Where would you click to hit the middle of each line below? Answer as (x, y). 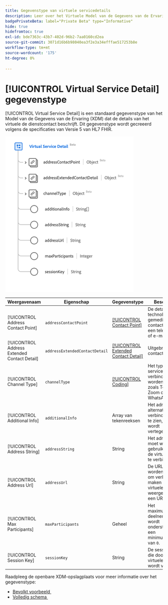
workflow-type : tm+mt (28, 48)
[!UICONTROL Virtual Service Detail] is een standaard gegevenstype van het (84, 113)
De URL (155, 467)
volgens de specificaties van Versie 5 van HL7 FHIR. (59, 129)
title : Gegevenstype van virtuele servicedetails (58, 11)
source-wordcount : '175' (31, 53)
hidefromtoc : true (24, 32)
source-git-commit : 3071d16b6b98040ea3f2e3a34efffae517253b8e (71, 43)
